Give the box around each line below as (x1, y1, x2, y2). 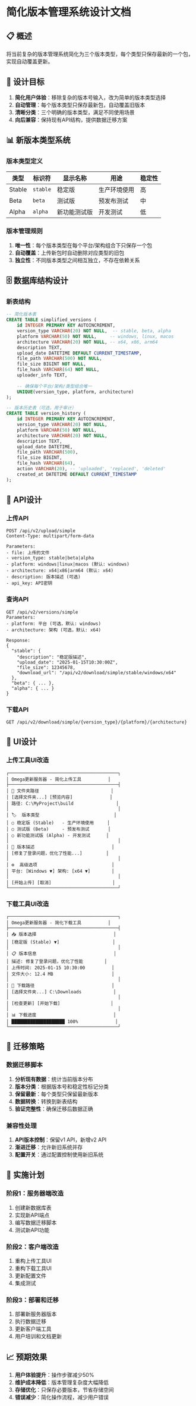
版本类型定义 (6, 157, 43, 165)
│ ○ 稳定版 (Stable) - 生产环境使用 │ (6, 820, 110, 826)
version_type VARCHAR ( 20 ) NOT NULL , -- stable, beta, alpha (17, 328, 171, 334)
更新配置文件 (14, 1272, 46, 1279)
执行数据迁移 (14, 1318, 46, 1325)
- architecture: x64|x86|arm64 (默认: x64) (6, 568, 114, 574)
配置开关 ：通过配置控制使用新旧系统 (14, 1151, 104, 1158)
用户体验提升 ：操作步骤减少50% (14, 1372, 94, 1379)
